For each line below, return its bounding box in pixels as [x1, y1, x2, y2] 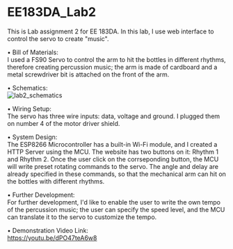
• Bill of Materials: [7, 48, 59, 56]
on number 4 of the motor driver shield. [7, 119, 120, 127]
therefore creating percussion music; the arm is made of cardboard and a [7, 63, 218, 71]
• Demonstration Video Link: [7, 226, 89, 234]
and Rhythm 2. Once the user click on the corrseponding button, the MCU [7, 154, 219, 163]
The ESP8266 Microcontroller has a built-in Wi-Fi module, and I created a [7, 140, 218, 148]
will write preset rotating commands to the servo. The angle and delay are [7, 162, 219, 170]
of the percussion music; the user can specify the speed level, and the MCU [7, 205, 225, 214]
